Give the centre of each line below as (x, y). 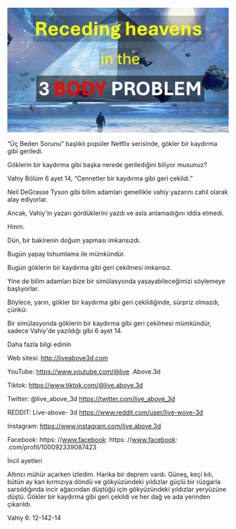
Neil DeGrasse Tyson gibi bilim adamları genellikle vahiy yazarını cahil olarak (118, 192)
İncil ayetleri (25, 460)
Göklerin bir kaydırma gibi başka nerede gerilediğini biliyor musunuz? (107, 164)
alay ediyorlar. (27, 199)
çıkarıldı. (20, 504)
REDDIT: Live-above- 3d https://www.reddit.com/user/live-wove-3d (105, 412)
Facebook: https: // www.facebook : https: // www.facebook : (92, 439)
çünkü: (17, 309)
